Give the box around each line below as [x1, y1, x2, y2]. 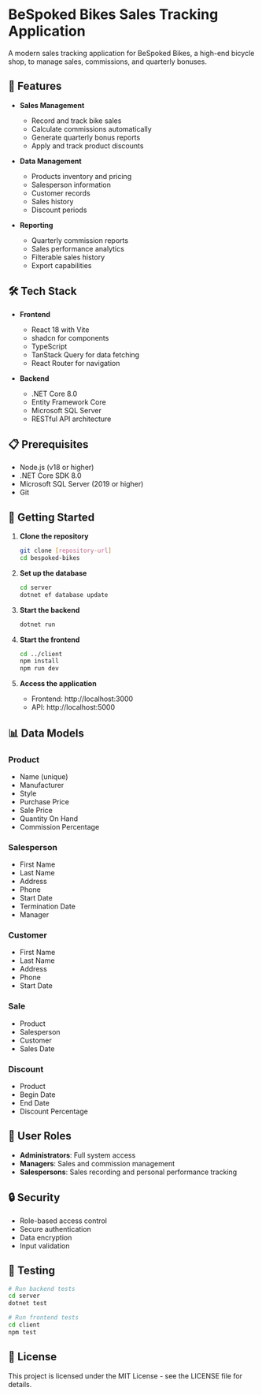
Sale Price [19, 805, 54, 815]
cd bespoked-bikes [19, 554, 80, 562]
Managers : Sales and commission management [19, 1158, 175, 1168]
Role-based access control [19, 1216, 108, 1225]
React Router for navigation [31, 358, 120, 367]
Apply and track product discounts [31, 140, 144, 151]
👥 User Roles [8, 1129, 72, 1143]
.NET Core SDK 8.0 [19, 471, 82, 480]
